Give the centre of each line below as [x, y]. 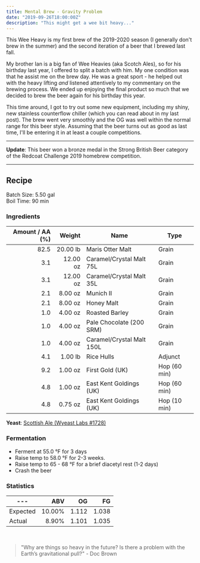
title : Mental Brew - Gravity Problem [54, 12]
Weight [70, 236]
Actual [18, 521]
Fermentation [26, 438]
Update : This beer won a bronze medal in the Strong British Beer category [97, 150]
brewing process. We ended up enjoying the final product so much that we [98, 89]
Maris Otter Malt [109, 249]
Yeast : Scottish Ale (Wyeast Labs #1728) [56, 423]
